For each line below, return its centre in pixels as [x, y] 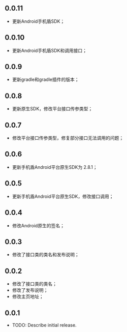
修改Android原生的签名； [38, 225]
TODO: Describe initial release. [44, 325]
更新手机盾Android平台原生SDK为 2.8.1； [55, 167]
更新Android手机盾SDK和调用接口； [50, 50]
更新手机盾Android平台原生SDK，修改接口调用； [63, 196]
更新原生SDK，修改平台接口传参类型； [52, 109]
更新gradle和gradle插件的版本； [45, 80]
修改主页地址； [28, 296]
